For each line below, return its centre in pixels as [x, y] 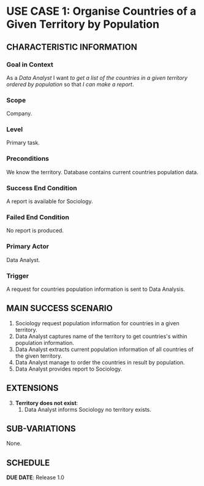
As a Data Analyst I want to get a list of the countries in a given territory [97, 77]
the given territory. [39, 356]
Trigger [18, 276]
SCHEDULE [28, 462]
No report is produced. [35, 231]
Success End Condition [42, 188]
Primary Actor [28, 247]
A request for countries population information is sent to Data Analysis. [96, 289]
